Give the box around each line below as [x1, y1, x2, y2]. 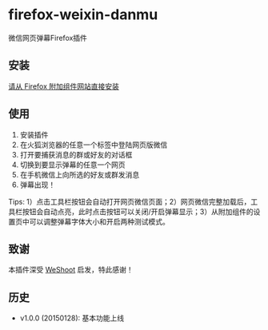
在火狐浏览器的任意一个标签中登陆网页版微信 [19, 140, 168, 149]
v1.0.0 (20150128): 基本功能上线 [19, 313, 125, 323]
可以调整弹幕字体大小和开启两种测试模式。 [29, 217, 170, 226]
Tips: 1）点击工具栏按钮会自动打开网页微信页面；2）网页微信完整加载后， [8, 197, 251, 206]
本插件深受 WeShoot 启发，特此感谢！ [8, 265, 134, 275]
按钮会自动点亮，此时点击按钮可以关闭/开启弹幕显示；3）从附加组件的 [22, 206, 254, 217]
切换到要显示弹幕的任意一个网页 [19, 160, 126, 169]
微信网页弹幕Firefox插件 [8, 33, 88, 42]
